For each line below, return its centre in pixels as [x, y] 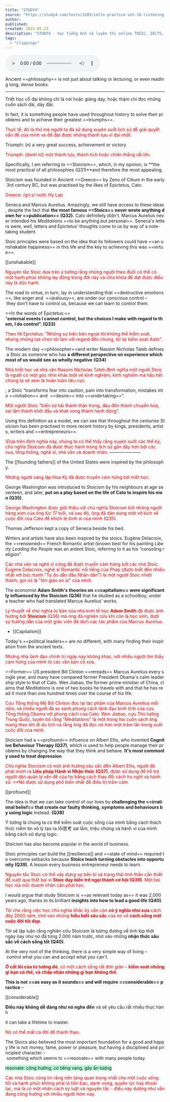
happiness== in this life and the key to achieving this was [87, 247]
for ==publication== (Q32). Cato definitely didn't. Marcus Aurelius [85, 215]
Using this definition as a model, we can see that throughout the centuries [82, 421]
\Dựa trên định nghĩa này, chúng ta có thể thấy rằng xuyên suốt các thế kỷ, [83, 441]
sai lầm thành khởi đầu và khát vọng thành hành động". [62, 411]
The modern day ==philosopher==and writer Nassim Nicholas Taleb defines [85, 349]
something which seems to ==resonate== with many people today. [76, 1058]
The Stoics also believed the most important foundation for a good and [79, 1042]
